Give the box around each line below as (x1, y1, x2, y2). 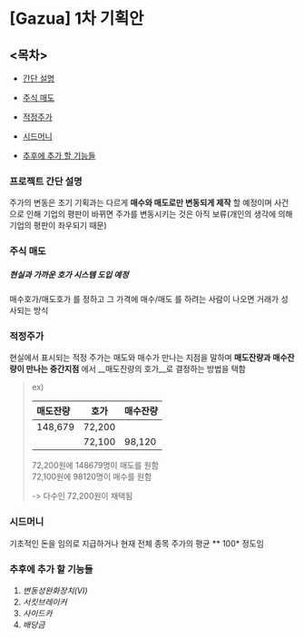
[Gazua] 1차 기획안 (9, 8, 144, 29)
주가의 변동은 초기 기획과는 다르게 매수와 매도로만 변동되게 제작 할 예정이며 (9, 197, 272, 209)
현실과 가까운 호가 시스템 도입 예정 (9, 269, 129, 280)
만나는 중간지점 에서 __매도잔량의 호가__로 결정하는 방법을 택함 (25, 364, 247, 375)
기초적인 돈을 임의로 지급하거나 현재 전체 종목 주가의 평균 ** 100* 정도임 (9, 537, 265, 549)
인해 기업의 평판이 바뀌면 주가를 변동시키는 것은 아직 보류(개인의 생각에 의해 (25, 209, 293, 220)
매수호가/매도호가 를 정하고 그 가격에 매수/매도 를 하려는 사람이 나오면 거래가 (9, 294, 279, 305)
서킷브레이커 (22, 596, 68, 608)
